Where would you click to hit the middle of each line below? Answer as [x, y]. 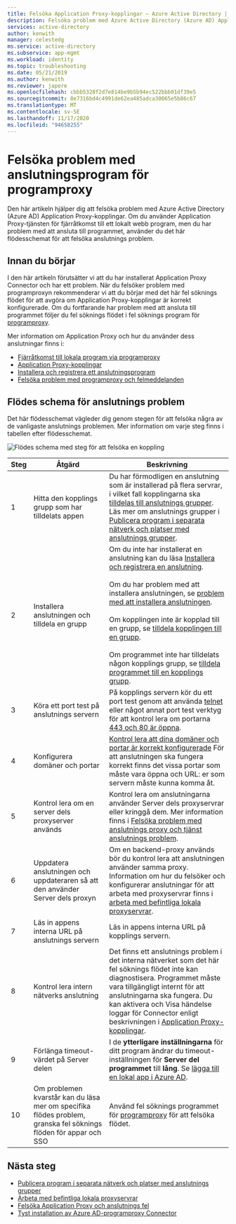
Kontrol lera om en [64, 803]
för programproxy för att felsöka [162, 1115]
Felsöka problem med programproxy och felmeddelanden [100, 379]
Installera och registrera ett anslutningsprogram [86, 372]
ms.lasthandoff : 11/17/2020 [48, 118]
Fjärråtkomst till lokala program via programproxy [88, 357]
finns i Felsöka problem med [155, 821]
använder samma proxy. [149, 867]
